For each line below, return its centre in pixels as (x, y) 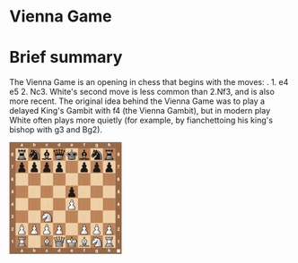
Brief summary (66, 58)
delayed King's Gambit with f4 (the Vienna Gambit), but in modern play (140, 111)
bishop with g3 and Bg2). (56, 130)
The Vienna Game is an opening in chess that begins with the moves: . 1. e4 (149, 82)
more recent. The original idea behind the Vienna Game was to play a (137, 101)
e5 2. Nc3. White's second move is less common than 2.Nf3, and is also (142, 92)
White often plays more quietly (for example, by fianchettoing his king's (141, 120)
